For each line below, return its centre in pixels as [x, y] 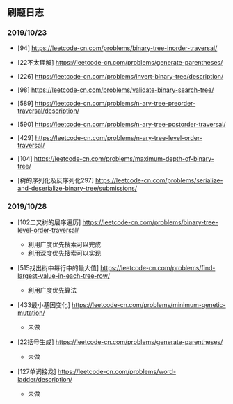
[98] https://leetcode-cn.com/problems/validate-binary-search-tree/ [115, 90]
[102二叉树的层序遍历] [49, 222]
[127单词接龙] [37, 371]
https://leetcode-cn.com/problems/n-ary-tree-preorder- [115, 103]
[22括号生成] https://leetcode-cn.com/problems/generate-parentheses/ [120, 342]
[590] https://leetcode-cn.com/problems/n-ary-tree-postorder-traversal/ [121, 124]
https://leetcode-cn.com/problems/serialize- [159, 180]
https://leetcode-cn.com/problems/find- [158, 267]
